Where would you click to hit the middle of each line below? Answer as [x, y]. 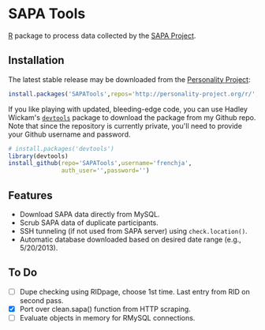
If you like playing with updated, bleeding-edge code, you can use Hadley [128, 109]
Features [30, 195]
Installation [36, 60]
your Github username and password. [70, 134]
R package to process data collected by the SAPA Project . [102, 36]
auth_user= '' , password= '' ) [105, 171]
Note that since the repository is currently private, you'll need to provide [125, 126]
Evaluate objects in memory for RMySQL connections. [107, 317]
